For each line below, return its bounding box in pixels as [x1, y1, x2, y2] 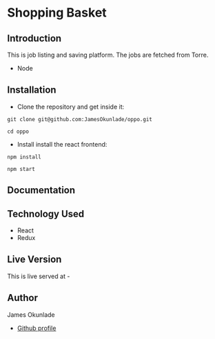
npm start [7, 165, 36, 172]
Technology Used [7, 208, 85, 219]
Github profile [17, 324, 57, 332]
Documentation [7, 185, 76, 196]
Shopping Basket [7, 5, 107, 21]
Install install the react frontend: [17, 140, 107, 148]
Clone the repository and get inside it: [17, 102, 125, 111]
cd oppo [7, 128, 30, 135]
